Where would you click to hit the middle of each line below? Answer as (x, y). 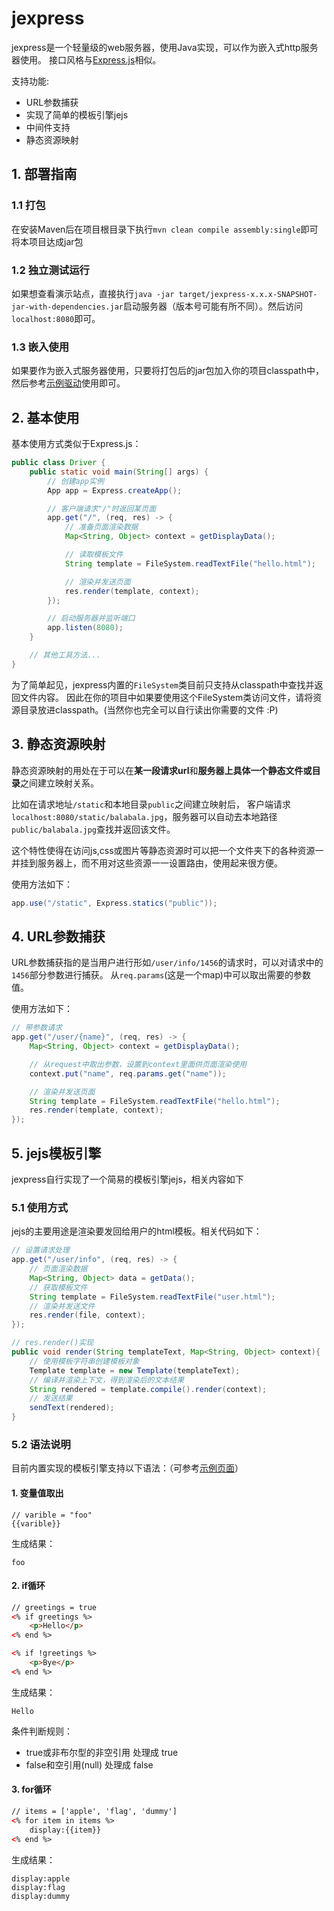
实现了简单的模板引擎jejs (77, 114)
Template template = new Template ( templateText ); (135, 1370)
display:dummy (41, 1896)
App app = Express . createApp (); (115, 490)
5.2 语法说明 (41, 1444)
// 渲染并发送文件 (62, 1306)
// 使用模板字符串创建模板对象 (84, 1361)
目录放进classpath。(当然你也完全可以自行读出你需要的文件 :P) (149, 709)
